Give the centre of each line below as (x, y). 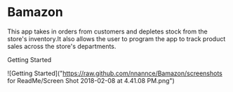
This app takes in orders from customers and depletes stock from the (108, 31)
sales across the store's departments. (62, 46)
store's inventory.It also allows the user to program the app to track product (116, 38)
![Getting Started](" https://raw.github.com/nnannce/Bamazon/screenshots (115, 73)
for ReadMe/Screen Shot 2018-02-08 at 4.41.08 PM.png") (91, 80)
